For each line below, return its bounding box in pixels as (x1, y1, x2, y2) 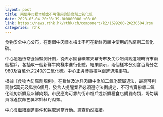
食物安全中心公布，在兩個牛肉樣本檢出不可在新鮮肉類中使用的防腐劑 (5, 39, 141, 45)
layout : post (5, 7, 32, 12)
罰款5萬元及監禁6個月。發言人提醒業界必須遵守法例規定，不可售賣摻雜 (5, 84, 147, 90)
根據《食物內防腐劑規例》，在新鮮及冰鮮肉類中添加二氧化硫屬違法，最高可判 (5, 78, 156, 84)
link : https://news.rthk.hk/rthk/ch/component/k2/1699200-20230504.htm (5, 20, 153, 26)
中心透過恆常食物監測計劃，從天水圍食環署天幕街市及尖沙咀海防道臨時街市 (5, 56, 154, 61)
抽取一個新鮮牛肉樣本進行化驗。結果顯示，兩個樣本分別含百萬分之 (26, 62, 158, 68)
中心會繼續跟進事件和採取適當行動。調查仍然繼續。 (5, 107, 107, 113)
